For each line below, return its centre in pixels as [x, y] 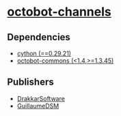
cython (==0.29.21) [44, 53]
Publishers [30, 82]
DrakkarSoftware [41, 98]
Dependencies [39, 37]
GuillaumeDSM [38, 106]
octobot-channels [59, 12]
